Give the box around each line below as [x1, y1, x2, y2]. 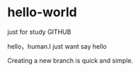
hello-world [7, 4, 78, 20]
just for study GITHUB [7, 28, 71, 36]
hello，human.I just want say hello [7, 42, 107, 50]
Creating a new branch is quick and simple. [7, 56, 134, 64]
